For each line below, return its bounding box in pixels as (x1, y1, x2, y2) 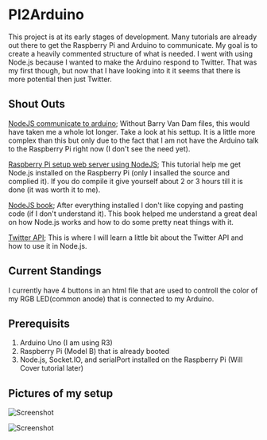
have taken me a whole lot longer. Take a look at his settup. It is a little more (8, 127, 256, 136)
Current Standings (8, 265, 102, 278)
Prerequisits (8, 316, 70, 330)
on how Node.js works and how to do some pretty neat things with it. (8, 217, 234, 226)
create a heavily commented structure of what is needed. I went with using (8, 49, 253, 58)
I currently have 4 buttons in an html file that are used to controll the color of (8, 285, 258, 295)
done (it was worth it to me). (8, 185, 101, 194)
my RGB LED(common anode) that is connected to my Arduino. (8, 293, 215, 304)
